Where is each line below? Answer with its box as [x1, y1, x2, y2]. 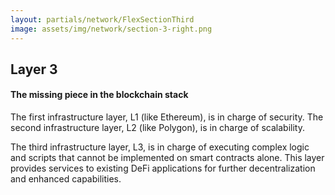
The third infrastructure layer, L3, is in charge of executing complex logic [10, 141, 310, 153]
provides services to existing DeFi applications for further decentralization [10, 162, 316, 175]
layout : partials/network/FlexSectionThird [10, 14, 195, 25]
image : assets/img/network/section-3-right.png [10, 24, 213, 34]
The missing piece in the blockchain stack [10, 89, 189, 101]
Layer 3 [10, 61, 58, 78]
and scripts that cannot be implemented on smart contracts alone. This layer [10, 152, 325, 164]
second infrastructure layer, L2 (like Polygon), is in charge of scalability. [10, 122, 305, 134]
